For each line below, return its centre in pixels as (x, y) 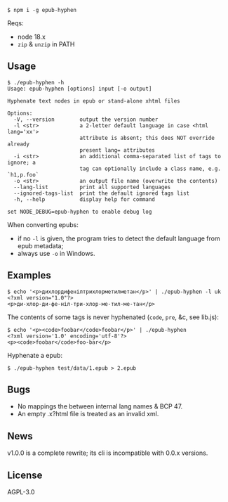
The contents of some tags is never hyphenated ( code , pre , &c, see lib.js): (113, 317)
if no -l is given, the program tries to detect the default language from (119, 238)
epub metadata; (40, 245)
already (19, 144)
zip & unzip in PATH (46, 44)
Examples (29, 275)
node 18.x (31, 37)
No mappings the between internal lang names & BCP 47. (100, 406)
